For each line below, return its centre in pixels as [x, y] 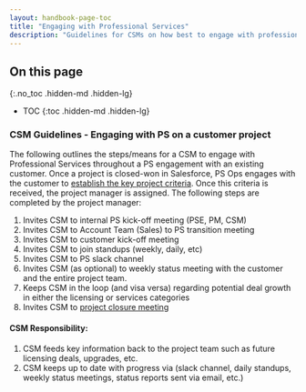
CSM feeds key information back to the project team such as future [149, 348]
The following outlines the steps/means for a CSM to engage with [132, 155]
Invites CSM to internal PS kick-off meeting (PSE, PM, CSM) [135, 220]
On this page [46, 71]
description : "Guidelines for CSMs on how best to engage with [132, 35]
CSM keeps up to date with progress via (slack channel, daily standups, [157, 367]
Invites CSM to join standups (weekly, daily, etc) [112, 249]
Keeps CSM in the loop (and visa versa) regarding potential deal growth [157, 288]
